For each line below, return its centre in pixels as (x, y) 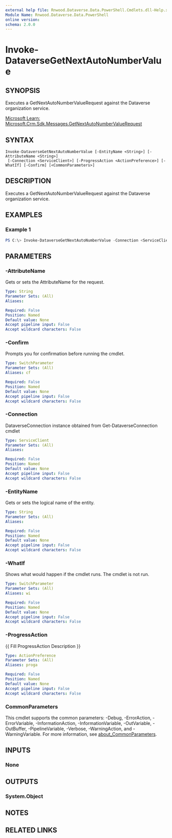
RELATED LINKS (31, 830)
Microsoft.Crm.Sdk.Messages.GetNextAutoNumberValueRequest (74, 124)
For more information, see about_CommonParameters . (100, 734)
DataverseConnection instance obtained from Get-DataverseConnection (81, 425)
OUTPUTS (22, 781)
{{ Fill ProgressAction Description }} (43, 646)
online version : (23, 20)
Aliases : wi (18, 593)
